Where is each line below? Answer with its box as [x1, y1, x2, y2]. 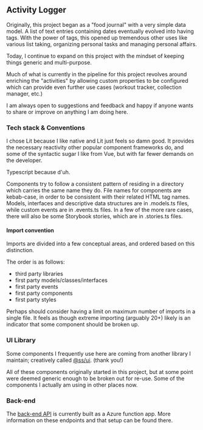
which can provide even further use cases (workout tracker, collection [6, 83, 182, 91]
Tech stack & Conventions [6, 123, 85, 132]
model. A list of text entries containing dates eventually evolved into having [6, 27, 194, 35]
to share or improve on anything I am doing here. [6, 108, 129, 115]
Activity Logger [6, 5, 67, 15]
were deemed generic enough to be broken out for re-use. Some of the [6, 375, 185, 382]
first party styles [15, 296, 57, 303]
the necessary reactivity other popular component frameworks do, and [6, 144, 184, 151]
